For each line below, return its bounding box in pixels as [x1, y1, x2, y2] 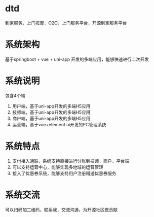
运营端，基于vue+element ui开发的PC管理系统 [12, 121, 107, 127]
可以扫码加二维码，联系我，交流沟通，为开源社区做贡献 [5, 207, 117, 213]
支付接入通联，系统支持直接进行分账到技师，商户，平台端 [12, 158, 129, 164]
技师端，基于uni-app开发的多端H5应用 [12, 109, 90, 115]
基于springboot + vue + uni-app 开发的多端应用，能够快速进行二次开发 [5, 56, 149, 62]
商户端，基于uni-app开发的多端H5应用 [12, 115, 90, 121]
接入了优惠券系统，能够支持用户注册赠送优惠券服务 [12, 170, 116, 176]
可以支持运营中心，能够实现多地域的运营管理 [12, 164, 104, 170]
